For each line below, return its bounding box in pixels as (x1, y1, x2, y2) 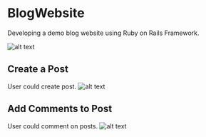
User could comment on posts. (7, 121, 98, 130)
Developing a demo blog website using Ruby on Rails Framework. (7, 29, 200, 37)
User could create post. (7, 82, 77, 91)
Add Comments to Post (7, 103, 113, 115)
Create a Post (7, 63, 69, 76)
